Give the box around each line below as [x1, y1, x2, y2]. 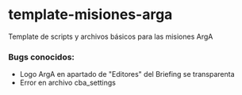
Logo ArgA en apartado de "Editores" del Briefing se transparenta [19, 70, 236, 79]
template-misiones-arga [8, 6, 173, 24]
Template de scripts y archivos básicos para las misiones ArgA [8, 32, 213, 41]
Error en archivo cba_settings [19, 78, 117, 88]
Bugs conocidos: [8, 51, 75, 63]
